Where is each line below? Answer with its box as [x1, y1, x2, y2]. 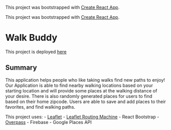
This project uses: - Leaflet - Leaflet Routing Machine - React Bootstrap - [5, 114, 159, 120]
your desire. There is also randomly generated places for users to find [5, 93, 153, 99]
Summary [5, 63, 37, 72]
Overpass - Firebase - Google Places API [5, 119, 92, 125]
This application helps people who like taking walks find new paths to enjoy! [5, 77, 165, 83]
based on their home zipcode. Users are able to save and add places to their [5, 99, 166, 105]
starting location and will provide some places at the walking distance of [5, 87, 157, 93]
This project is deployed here [5, 48, 67, 55]
